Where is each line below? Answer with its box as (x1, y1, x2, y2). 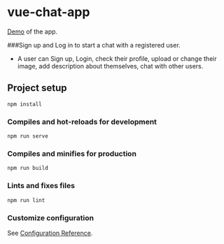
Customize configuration (7, 213, 94, 222)
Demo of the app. (7, 27, 58, 36)
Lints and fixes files (7, 181, 76, 191)
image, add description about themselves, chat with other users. (17, 62, 204, 70)
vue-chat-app (7, 4, 90, 20)
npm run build (7, 165, 49, 172)
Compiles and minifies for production (7, 148, 136, 158)
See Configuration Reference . (7, 229, 93, 237)
